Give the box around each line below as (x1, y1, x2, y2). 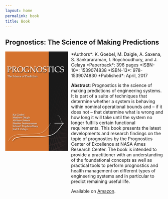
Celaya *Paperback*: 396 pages (71, 62, 139, 68)
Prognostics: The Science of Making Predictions (5, 38, 159, 46)
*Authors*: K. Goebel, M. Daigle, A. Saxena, (71, 51, 162, 57)
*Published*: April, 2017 (98, 73, 148, 79)
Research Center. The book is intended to (71, 146, 157, 153)
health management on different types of (71, 168, 156, 174)
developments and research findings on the (71, 131, 161, 137)
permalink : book (5, 13, 39, 19)
